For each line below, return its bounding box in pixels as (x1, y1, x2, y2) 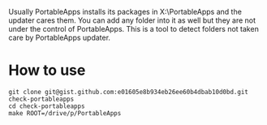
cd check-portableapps (8, 101, 85, 110)
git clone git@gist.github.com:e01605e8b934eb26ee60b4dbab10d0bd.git (8, 88, 249, 96)
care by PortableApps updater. (8, 32, 111, 42)
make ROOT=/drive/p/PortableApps (8, 109, 122, 117)
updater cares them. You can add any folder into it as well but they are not (8, 15, 256, 25)
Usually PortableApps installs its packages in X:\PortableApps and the (8, 7, 242, 16)
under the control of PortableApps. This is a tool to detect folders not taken (8, 24, 260, 33)
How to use (8, 61, 86, 80)
